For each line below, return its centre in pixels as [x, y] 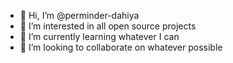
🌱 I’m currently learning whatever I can [99, 36]
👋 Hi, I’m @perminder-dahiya [79, 15]
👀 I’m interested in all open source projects [108, 26]
